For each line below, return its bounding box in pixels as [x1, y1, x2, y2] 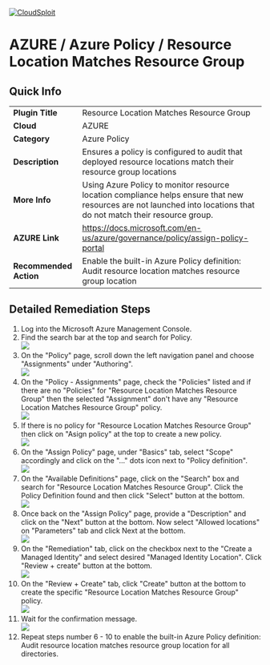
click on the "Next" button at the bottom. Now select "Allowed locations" [20, 517, 260, 526]
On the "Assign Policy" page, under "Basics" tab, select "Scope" [20, 447, 234, 457]
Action [13, 271, 39, 281]
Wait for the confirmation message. [20, 614, 138, 623]
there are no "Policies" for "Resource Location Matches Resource [20, 385, 237, 395]
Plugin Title [13, 107, 58, 118]
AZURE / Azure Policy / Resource [9, 36, 232, 54]
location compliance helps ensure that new [82, 189, 244, 200]
